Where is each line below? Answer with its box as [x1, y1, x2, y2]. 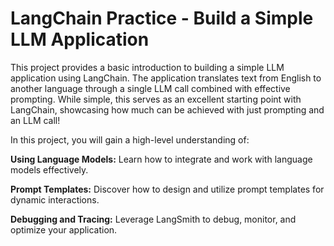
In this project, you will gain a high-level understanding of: [10, 133, 250, 146]
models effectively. [10, 163, 89, 176]
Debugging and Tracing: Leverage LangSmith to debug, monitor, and [10, 213, 297, 225]
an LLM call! [10, 114, 61, 126]
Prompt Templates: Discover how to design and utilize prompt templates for [10, 183, 325, 195]
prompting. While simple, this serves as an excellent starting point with [10, 93, 302, 105]
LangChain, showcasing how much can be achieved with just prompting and [10, 103, 325, 116]
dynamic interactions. [10, 193, 100, 206]
